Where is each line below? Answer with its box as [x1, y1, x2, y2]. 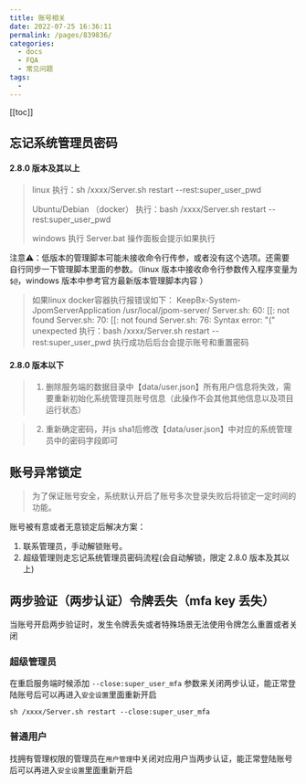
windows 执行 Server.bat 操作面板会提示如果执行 [31, 233, 216, 244]
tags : [9, 73, 30, 82]
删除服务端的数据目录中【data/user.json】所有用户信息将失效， [45, 381, 284, 393]
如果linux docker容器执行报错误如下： [31, 294, 175, 306]
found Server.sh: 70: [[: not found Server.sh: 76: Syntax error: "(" [31, 314, 276, 325]
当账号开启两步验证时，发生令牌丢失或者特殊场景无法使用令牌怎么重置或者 [9, 619, 290, 630]
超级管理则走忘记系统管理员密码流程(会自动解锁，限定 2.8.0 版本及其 [22, 552, 281, 563]
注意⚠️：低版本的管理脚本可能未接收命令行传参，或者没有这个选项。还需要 [9, 252, 290, 263]
